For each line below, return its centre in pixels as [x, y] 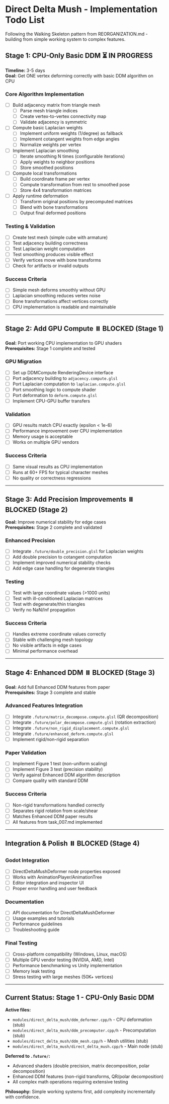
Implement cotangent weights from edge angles [70, 139]
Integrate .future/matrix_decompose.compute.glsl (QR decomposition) [86, 717]
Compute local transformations [45, 173]
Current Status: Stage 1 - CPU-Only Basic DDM [80, 998]
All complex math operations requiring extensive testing [70, 1082]
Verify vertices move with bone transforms [57, 260]
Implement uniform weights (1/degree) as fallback [71, 133]
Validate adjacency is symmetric [53, 122]
